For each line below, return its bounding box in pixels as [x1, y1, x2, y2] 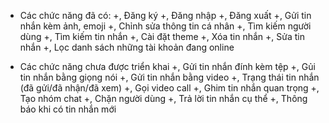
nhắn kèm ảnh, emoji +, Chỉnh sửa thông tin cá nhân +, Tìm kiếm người [19, 20, 312, 32]
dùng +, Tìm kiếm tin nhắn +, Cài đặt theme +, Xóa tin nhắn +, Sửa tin [19, 31, 305, 42]
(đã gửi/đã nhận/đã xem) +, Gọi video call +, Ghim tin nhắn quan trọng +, [19, 82, 320, 94]
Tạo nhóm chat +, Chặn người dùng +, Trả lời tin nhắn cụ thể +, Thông [19, 93, 308, 104]
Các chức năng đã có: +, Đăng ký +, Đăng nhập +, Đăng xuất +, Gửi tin [19, 10, 312, 21]
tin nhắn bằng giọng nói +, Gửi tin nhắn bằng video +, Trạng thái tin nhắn [19, 71, 320, 83]
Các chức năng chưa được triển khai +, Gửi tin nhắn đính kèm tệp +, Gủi [19, 61, 316, 72]
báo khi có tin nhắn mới [19, 103, 117, 115]
